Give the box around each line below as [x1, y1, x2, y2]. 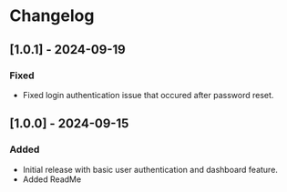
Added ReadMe [22, 174, 82, 185]
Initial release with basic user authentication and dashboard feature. [22, 164, 278, 175]
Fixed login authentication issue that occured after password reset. [22, 89, 274, 100]
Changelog [9, 5, 95, 26]
